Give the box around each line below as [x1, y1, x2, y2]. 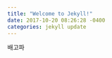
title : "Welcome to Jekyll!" [7, 10, 93, 17]
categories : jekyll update [7, 23, 87, 30]
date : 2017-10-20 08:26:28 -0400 [7, 17, 106, 24]
